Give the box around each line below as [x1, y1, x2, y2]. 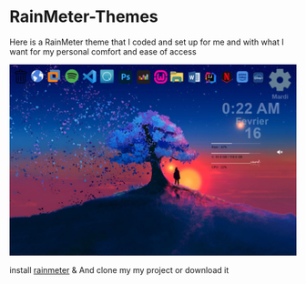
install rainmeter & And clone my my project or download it [9, 264, 229, 275]
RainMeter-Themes [9, 6, 158, 27]
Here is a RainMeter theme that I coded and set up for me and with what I [9, 36, 284, 47]
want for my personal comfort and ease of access [9, 46, 198, 56]
